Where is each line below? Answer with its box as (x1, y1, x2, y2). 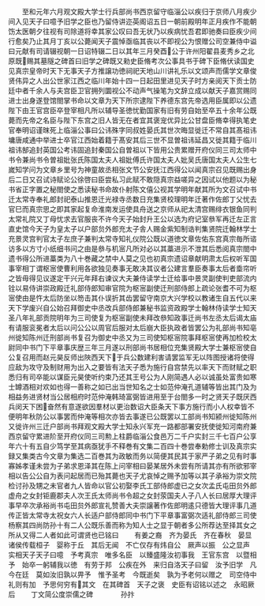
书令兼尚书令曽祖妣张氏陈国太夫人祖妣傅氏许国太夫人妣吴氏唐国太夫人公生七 (8, 155, 257, 164)
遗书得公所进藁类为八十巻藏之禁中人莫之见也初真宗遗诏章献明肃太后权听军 (8, 254, 250, 263)
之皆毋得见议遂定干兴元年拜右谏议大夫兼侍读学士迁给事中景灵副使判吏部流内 (8, 273, 257, 283)
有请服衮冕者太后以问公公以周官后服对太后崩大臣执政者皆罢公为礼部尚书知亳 (8, 323, 257, 332)
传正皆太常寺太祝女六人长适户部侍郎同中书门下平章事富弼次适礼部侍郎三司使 (8, 510, 257, 520)
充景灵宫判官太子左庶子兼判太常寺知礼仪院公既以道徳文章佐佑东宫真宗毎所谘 (8, 234, 257, 243)
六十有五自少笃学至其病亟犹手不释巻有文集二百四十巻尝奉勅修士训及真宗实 (14, 442, 257, 450)
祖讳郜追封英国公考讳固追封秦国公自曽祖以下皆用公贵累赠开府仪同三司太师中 (8, 145, 257, 154)
